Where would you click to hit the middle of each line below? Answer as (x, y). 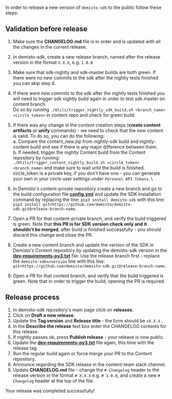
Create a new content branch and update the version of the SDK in (83, 245)
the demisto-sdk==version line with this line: (59, 261)
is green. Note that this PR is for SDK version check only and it (80, 224)
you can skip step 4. (34, 83)
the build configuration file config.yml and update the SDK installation (87, 194)
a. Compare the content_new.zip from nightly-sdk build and (75, 141)
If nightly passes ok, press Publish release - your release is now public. (89, 337)
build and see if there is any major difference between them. (94, 147)
